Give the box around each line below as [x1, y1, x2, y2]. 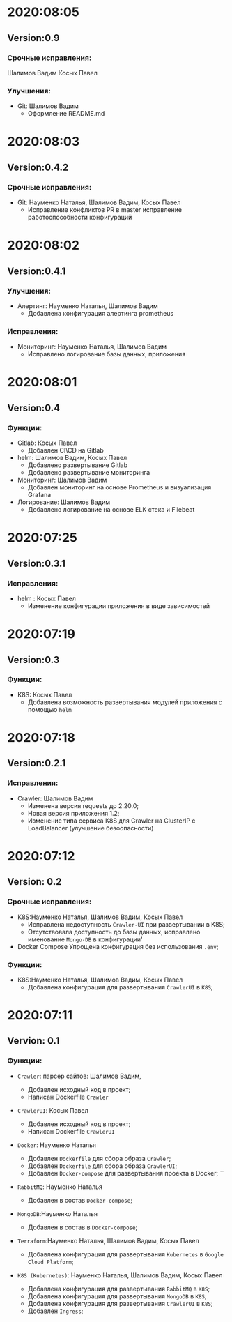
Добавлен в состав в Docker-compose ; [27, 1223, 138, 1231]
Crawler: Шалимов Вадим [17, 794, 93, 803]
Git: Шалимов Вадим [17, 102, 79, 110]
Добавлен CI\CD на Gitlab [27, 446, 105, 455]
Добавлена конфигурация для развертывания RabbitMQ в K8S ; [27, 1284, 210, 1293]
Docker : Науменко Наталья [17, 1141, 96, 1149]
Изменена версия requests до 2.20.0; [27, 801, 139, 810]
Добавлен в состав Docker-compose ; [27, 1196, 132, 1204]
